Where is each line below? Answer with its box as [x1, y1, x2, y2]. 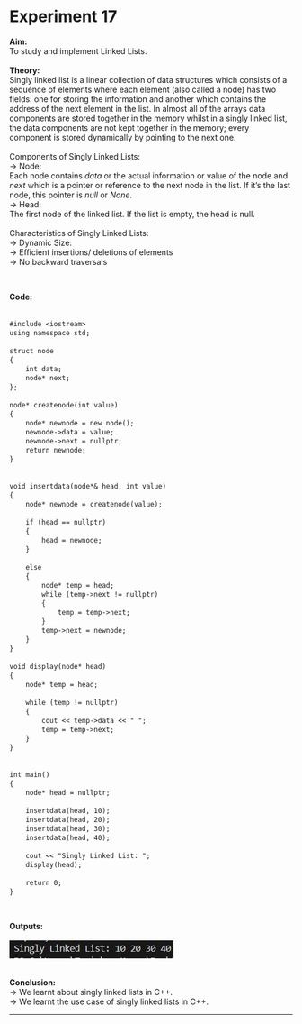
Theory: [9, 65, 40, 76]
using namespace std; [9, 328, 91, 337]
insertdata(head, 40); [25, 833, 111, 842]
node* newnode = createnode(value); [25, 499, 164, 508]
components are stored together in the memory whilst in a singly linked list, [9, 113, 288, 123]
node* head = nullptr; [25, 788, 111, 797]
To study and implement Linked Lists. [9, 45, 147, 56]
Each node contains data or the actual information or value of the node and [9, 169, 289, 181]
